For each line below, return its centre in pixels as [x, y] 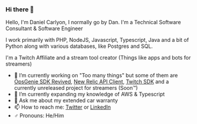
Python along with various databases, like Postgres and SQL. [79, 46]
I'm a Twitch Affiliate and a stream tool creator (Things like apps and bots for [98, 58]
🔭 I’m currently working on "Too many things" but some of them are [96, 76]
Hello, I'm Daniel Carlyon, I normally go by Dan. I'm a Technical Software [93, 22]
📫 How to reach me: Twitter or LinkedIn [62, 107]
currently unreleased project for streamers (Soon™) [76, 88]
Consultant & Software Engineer [44, 28]
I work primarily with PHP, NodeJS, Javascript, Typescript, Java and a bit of [97, 40]
